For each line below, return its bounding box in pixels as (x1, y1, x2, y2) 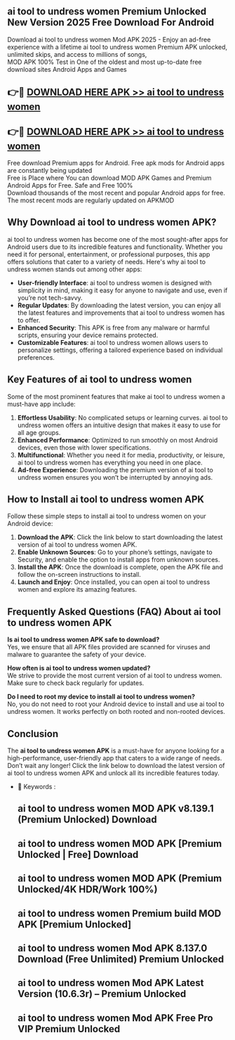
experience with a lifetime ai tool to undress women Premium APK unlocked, (7, 42, 228, 51)
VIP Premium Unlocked (17, 1022, 121, 1035)
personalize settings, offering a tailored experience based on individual (17, 346, 223, 354)
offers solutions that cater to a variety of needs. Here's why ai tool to (7, 257, 206, 266)
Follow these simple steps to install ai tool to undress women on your (7, 512, 206, 521)
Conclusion (7, 727, 59, 740)
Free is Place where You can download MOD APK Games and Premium (7, 174, 212, 182)
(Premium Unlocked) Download (17, 814, 157, 826)
